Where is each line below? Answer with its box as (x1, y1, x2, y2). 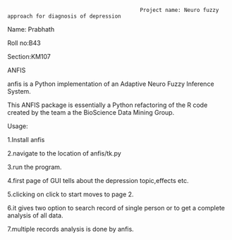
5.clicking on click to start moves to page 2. (7, 190, 134, 198)
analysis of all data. (7, 211, 63, 220)
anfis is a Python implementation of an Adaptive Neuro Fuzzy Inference (7, 80, 214, 88)
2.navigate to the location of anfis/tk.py (7, 149, 121, 158)
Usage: (7, 122, 28, 130)
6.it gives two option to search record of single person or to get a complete (7, 204, 226, 212)
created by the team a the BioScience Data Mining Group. (7, 108, 175, 116)
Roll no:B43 (7, 39, 41, 47)
